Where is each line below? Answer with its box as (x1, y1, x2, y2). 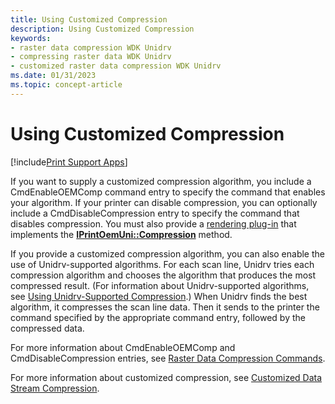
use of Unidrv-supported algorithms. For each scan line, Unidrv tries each (10, 258, 315, 270)
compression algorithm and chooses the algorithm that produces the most (10, 269, 317, 281)
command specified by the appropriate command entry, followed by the (10, 311, 306, 323)
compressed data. (10, 322, 85, 334)
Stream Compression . (10, 382, 100, 394)
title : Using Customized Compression (10, 14, 168, 25)
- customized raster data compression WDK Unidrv (10, 61, 222, 71)
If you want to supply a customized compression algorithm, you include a (10, 175, 312, 187)
